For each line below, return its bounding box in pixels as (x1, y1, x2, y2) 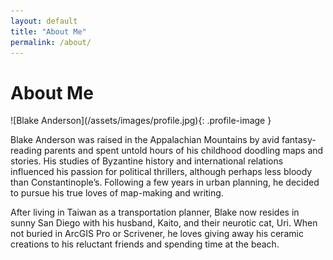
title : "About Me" (10, 26, 87, 37)
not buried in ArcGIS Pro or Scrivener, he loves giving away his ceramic (10, 228, 304, 240)
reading (10, 145, 43, 157)
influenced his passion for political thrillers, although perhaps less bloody (10, 166, 313, 178)
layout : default (10, 16, 78, 26)
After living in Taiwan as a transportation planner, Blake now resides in (10, 206, 300, 219)
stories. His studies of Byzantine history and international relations (10, 155, 284, 167)
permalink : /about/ (10, 37, 92, 47)
